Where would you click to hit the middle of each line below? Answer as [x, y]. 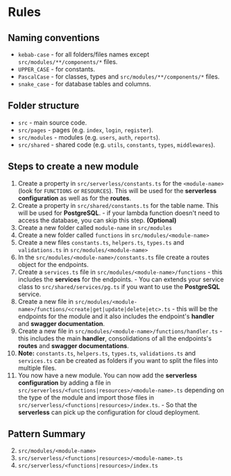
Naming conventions [54, 38]
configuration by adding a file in [65, 382]
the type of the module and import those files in [86, 397]
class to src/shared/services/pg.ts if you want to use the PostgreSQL [119, 286]
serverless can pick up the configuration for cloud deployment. [109, 412]
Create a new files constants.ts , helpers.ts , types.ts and [101, 242]
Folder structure [44, 106]
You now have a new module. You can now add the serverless [107, 375]
